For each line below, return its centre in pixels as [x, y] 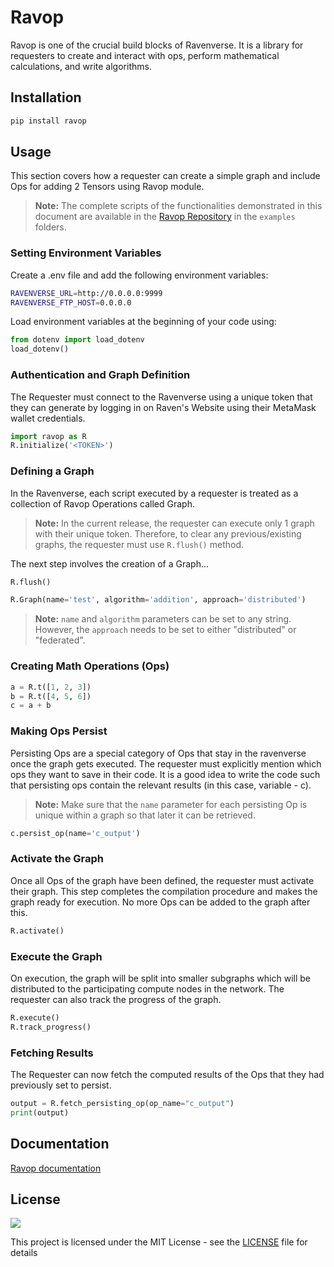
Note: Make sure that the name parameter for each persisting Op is [171, 804]
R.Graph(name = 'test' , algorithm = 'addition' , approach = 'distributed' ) [158, 600]
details [24, 1253]
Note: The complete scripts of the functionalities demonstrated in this [178, 206]
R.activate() [37, 931]
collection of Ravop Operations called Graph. [102, 503]
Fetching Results [52, 1053]
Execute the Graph [56, 956]
